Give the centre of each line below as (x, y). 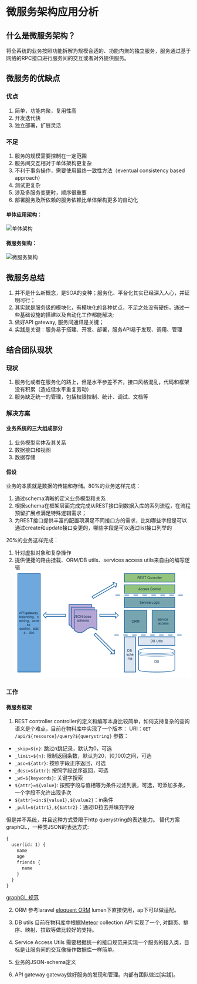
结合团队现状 (29, 350)
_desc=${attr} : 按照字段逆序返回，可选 (61, 771)
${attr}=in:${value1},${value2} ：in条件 (64, 800)
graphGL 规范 (23, 898)
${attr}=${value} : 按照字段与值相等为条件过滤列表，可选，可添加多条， (101, 785)
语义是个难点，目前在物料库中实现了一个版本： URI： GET (83, 728)
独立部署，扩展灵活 (38, 125)
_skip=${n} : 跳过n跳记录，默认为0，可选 (63, 748)
